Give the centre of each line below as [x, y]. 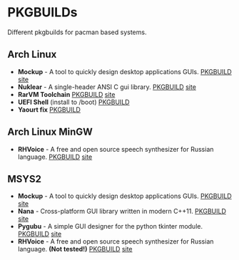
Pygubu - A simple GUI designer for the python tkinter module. [110, 227]
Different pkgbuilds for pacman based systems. [77, 32]
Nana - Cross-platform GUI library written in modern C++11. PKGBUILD [122, 212]
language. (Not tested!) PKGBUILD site [75, 249]
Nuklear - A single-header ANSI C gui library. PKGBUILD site [107, 87]
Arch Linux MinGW [50, 132]
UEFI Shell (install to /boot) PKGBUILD [73, 102]
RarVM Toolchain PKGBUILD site [66, 94]
